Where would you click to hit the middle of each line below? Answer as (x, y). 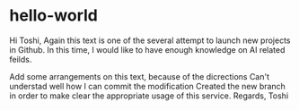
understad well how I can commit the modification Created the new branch (147, 86)
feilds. (21, 59)
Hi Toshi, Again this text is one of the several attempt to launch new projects (150, 40)
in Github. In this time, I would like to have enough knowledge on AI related (147, 49)
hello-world (54, 16)
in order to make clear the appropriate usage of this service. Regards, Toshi (149, 96)
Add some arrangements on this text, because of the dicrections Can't (140, 76)
